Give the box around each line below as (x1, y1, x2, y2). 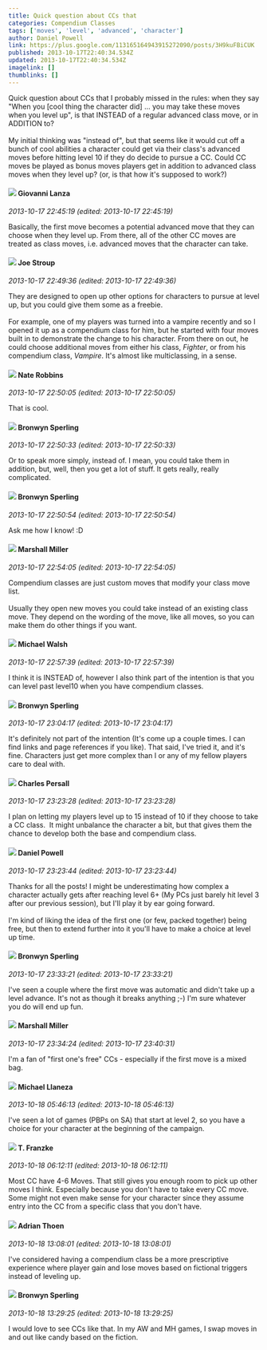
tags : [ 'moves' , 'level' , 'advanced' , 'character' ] (8, 26, 183, 34)
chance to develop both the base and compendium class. (8, 828, 197, 839)
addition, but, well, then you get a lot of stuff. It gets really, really (8, 464, 219, 474)
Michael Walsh (18, 640, 68, 649)
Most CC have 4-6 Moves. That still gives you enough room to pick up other (8, 1176, 257, 1186)
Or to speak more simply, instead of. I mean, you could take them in (8, 456, 230, 466)
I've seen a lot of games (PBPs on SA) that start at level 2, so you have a (8, 1115, 245, 1125)
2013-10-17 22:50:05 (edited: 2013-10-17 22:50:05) (8, 388, 176, 398)
